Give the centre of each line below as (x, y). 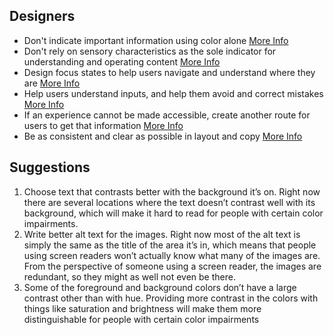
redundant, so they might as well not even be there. (129, 276)
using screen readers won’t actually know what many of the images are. (172, 255)
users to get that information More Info (103, 125)
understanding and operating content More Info (122, 61)
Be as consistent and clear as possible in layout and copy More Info (163, 136)
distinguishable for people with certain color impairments (141, 319)
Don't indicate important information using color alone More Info (156, 40)
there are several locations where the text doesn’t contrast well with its (169, 202)
